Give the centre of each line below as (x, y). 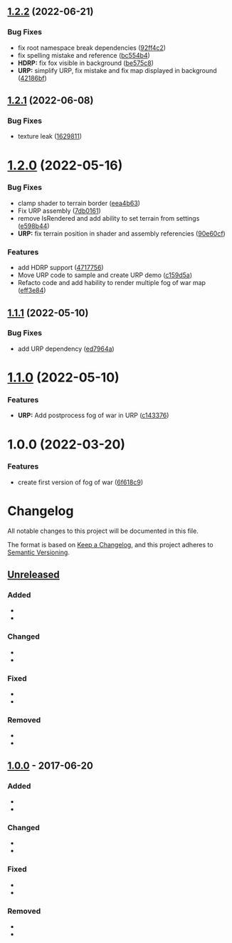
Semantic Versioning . (38, 552)
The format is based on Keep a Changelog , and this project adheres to (110, 544)
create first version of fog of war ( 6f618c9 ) (80, 482)
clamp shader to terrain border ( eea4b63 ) (79, 203)
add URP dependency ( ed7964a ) (66, 349)
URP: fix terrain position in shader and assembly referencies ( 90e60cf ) (121, 233)
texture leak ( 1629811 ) (50, 136)
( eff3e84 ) (32, 290)
